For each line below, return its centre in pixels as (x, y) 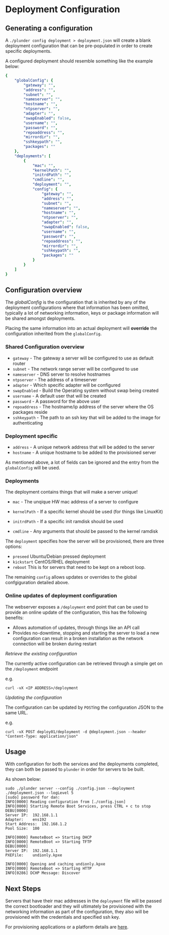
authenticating (28, 423)
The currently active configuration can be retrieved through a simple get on (84, 663)
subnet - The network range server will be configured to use (75, 369)
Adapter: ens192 (26, 820)
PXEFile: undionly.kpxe (34, 855)
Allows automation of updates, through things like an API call (76, 627)
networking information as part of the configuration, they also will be (77, 912)
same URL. (16, 712)
